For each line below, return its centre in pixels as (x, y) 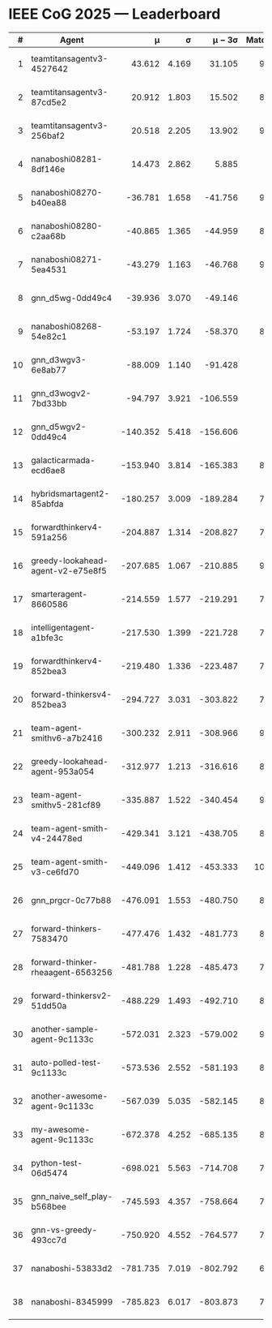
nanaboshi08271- (67, 259)
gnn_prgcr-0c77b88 (71, 900)
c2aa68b (49, 236)
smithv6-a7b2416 (67, 737)
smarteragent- (59, 594)
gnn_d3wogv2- (61, 393)
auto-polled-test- (66, 1062)
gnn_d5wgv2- (59, 427)
